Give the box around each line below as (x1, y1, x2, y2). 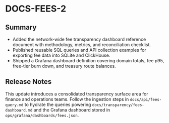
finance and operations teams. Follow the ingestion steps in (5, 96, 129, 102)
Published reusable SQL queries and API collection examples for (12, 47, 146, 53)
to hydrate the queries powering (24, 101, 91, 107)
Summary (5, 23, 37, 32)
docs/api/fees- (130, 97, 162, 102)
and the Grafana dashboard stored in (33, 106, 110, 113)
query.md (5, 102, 24, 107)
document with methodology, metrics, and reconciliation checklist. (12, 42, 151, 48)
